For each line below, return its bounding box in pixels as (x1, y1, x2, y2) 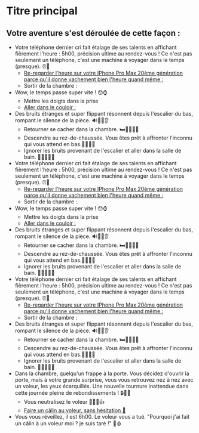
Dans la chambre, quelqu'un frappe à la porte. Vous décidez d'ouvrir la (14, 370, 189, 377)
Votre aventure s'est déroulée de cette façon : (6, 28, 180, 38)
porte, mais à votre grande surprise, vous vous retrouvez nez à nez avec (14, 376, 194, 383)
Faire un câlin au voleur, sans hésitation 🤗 (23, 407, 126, 414)
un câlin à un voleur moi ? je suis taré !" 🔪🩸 (14, 420, 122, 427)
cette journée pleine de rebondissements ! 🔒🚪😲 (14, 389, 131, 396)
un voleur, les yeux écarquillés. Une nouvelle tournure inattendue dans (14, 383, 189, 389)
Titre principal (6, 4, 78, 18)
